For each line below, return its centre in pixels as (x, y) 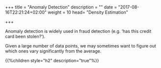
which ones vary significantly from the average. (53, 51)
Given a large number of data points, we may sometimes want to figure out (80, 46)
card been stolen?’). (25, 36)
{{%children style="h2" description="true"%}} (52, 60)
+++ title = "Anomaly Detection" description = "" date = (61, 7)
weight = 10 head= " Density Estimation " (88, 12)
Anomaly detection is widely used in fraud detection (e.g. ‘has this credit (78, 31)
